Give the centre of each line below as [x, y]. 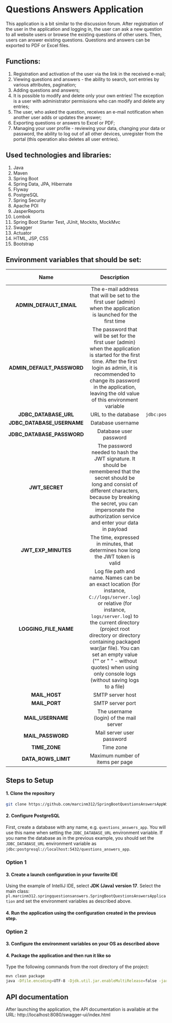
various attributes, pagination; [45, 84]
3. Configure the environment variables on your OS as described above [83, 944]
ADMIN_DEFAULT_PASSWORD [46, 368]
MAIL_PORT [46, 704]
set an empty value [115, 655]
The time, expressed [115, 538]
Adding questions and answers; [46, 90]
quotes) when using [115, 668]
